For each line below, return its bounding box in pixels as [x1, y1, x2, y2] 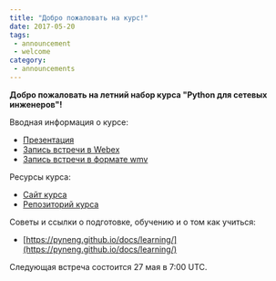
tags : [9, 30, 30, 39]
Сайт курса [22, 189, 67, 200]
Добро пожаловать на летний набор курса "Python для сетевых [9, 88, 268, 100]
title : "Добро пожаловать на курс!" [9, 13, 148, 23]
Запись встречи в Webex [22, 143, 120, 155]
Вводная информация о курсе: [9, 116, 129, 128]
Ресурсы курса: [9, 171, 71, 182]
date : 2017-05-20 [9, 22, 76, 31]
